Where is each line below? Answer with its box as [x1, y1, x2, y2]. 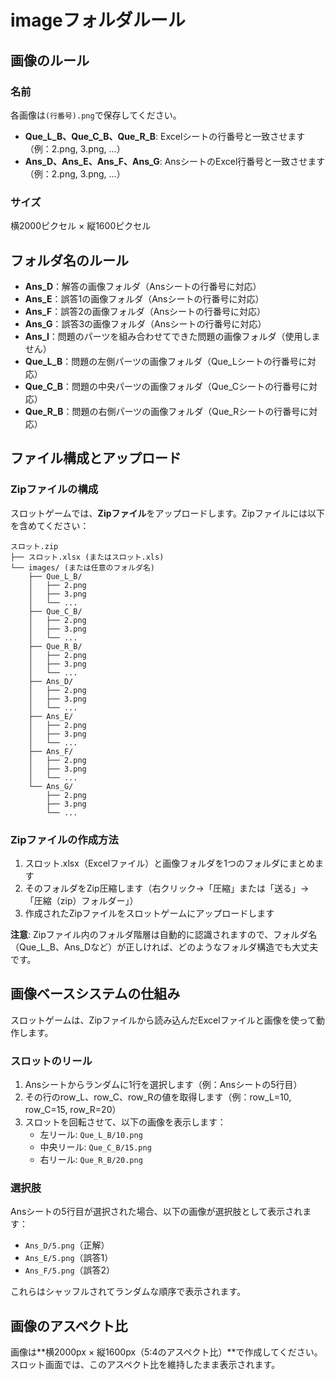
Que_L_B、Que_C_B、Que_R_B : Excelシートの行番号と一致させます [24, 130, 306, 142]
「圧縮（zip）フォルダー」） [24, 894, 139, 906]
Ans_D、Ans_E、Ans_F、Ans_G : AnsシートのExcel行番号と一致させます [24, 155, 326, 167]
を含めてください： [10, 519, 90, 531]
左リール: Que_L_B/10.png [39, 1129, 143, 1141]
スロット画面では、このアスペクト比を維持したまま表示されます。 [10, 1359, 281, 1371]
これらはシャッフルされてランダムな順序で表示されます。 [10, 1286, 247, 1298]
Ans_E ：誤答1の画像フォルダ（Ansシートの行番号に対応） [24, 292, 265, 305]
